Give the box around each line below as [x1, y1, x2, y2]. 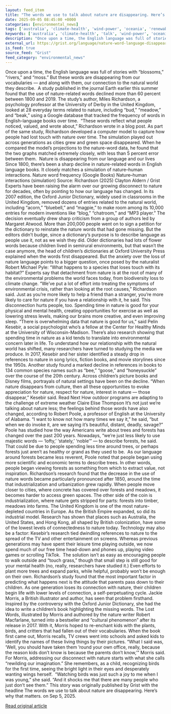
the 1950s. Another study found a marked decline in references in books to [5, 362, 162, 368]
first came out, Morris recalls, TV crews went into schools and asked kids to [5, 633, 164, 639]
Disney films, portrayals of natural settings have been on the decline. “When [5, 378, 165, 385]
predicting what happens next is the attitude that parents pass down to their [5, 579, 164, 585]
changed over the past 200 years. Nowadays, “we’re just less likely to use [5, 433, 160, 439]
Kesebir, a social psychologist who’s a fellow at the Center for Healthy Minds [5, 324, 165, 330]
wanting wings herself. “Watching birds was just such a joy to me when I [5, 671, 158, 677]
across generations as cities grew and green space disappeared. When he [5, 139, 161, 146]
